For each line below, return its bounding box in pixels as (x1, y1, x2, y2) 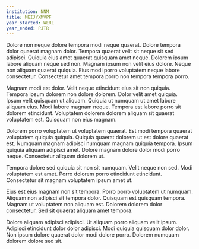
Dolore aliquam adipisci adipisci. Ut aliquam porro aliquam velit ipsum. (6, 219, 178, 226)
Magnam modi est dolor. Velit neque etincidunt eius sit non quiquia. (6, 84, 171, 92)
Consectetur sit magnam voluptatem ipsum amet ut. (6, 177, 133, 184)
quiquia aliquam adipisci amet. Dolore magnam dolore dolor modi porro (6, 146, 180, 154)
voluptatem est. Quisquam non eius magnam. (6, 116, 117, 123)
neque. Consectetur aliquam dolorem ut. (6, 152, 105, 160)
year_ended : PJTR (6, 25, 49, 31)
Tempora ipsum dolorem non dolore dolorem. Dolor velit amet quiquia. (6, 91, 178, 98)
